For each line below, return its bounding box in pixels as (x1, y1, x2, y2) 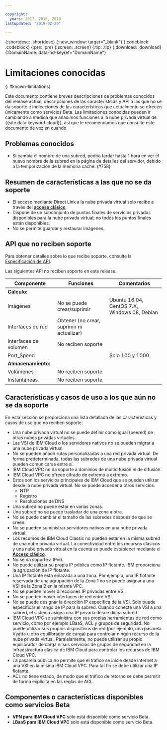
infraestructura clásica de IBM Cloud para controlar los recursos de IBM (12, 647, 160, 653)
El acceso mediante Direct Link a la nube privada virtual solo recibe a (12, 199, 154, 205)
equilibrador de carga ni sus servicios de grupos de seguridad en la (12, 641, 151, 647)
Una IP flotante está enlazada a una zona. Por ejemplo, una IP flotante (12, 572, 156, 578)
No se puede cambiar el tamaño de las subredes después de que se (12, 514, 153, 520)
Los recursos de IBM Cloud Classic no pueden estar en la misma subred (12, 535, 161, 541)
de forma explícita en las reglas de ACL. (12, 678, 94, 684)
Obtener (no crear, (57, 317, 101, 324)
